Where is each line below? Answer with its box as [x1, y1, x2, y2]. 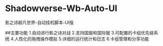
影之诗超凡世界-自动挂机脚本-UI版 [5, 19, 74, 25]
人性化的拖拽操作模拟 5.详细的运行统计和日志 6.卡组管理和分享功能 [14, 36, 149, 42]
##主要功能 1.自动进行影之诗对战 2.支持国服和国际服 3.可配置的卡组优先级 [5, 30, 154, 35]
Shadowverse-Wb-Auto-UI [5, 3, 118, 14]
